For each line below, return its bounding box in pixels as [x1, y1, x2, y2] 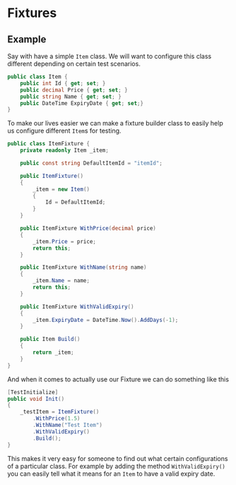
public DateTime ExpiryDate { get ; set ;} [20, 99, 143, 107]
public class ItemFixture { [7, 140, 90, 147]
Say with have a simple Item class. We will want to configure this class [7, 52, 212, 60]
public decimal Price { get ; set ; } [20, 87, 129, 94]
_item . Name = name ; [33, 277, 90, 284]
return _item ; [33, 349, 74, 356]
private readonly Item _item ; [20, 147, 110, 154]
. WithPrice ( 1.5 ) [33, 415, 81, 423]
